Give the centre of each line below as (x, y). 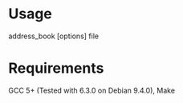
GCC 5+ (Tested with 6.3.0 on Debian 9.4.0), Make (91, 90)
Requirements (56, 68)
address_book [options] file (53, 36)
